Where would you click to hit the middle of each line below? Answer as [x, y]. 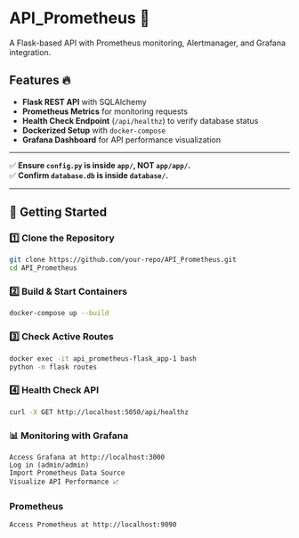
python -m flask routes [53, 367]
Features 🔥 [40, 81]
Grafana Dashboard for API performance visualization [121, 139]
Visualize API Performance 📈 [65, 481]
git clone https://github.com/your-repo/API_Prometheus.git [123, 260]
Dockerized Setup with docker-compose [94, 130]
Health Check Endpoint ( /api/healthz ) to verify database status [140, 120]
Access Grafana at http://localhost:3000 [87, 457]
